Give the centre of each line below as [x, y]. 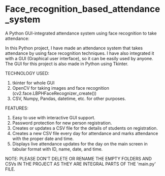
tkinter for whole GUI [33, 83]
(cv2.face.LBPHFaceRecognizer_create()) [54, 93]
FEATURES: [17, 108]
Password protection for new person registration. [62, 123]
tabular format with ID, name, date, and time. [57, 149]
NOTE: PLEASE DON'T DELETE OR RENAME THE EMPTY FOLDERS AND [78, 158]
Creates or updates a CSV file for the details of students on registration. [85, 128]
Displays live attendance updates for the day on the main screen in [80, 143]
